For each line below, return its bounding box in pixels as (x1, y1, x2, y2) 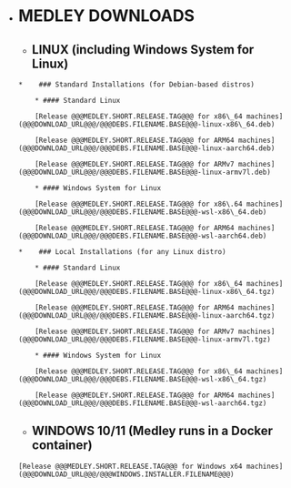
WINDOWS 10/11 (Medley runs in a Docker (31, 423, 274, 439)
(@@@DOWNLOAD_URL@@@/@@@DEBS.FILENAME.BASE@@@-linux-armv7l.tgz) (17, 335, 271, 344)
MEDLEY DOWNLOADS (17, 5, 196, 26)
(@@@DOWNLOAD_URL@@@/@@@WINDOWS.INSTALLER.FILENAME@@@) (17, 470, 235, 479)
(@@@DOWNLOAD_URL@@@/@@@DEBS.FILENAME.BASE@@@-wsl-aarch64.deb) (17, 231, 267, 240)
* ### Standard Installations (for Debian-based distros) (17, 80, 256, 89)
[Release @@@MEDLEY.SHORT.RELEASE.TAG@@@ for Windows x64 (17, 462, 243, 471)
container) (31, 438, 93, 453)
